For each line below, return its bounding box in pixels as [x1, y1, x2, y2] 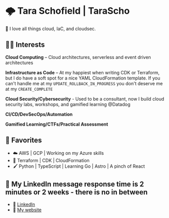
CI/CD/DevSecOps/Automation [5, 111, 73, 117]
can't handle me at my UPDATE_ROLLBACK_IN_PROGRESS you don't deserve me [5, 80, 163, 86]
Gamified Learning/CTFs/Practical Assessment [5, 121, 109, 127]
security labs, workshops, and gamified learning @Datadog [5, 101, 131, 107]
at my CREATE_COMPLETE [5, 86, 53, 92]
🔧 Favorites [5, 136, 42, 145]
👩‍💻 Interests [5, 41, 45, 49]
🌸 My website [12, 207, 42, 213]
